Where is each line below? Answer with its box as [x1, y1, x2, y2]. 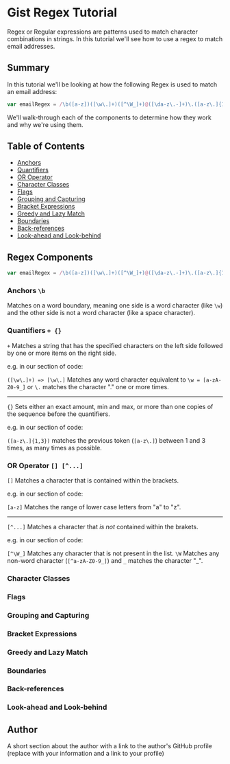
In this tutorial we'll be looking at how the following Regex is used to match [7, 80, 218, 89]
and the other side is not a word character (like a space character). [7, 309, 196, 317]
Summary [7, 62, 50, 73]
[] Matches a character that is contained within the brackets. [7, 476, 179, 485]
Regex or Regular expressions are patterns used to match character [7, 27, 199, 36]
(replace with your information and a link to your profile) [7, 750, 164, 758]
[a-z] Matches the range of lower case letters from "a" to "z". [7, 503, 181, 511]
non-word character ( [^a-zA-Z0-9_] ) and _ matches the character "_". [7, 557, 203, 565]
